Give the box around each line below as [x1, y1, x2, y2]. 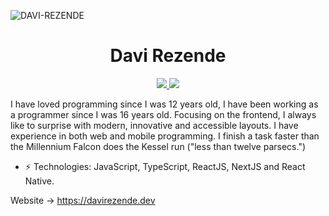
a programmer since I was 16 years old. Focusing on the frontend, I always [10, 108, 317, 120]
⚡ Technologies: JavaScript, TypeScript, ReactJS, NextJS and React [24, 160, 306, 172]
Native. [24, 175, 55, 187]
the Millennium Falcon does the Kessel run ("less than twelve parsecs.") [10, 140, 307, 152]
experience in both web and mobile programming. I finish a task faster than [10, 130, 320, 142]
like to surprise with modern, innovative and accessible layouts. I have [10, 119, 299, 131]
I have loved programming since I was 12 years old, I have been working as [10, 98, 319, 110]
